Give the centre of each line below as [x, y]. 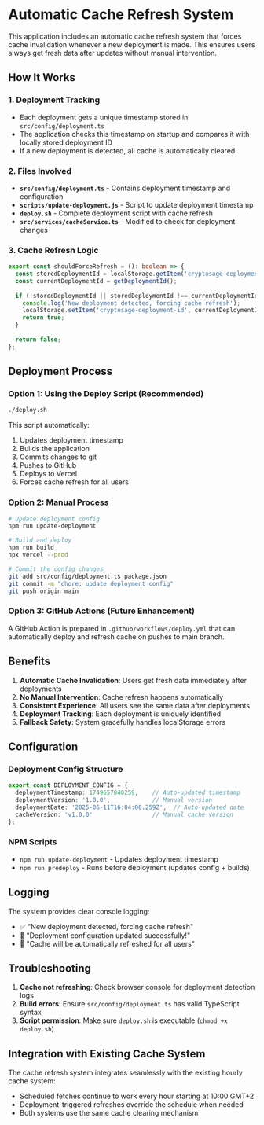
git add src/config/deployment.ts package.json [88, 576]
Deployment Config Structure [66, 769]
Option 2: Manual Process [59, 502]
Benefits [29, 662]
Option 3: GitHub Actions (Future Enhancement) [101, 611]
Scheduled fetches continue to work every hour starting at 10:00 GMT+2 [137, 1096]
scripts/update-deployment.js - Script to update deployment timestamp [136, 204]
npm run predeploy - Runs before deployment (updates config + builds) [134, 867]
